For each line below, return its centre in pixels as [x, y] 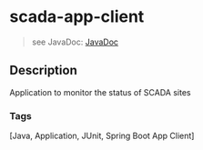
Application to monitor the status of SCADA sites [100, 92]
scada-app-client [77, 17]
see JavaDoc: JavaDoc [75, 42]
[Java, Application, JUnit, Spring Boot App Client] [102, 136]
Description [43, 70]
